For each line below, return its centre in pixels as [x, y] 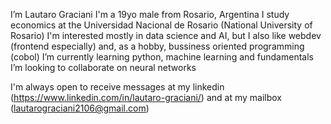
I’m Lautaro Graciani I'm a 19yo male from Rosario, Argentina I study [150, 14]
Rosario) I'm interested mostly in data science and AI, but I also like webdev [166, 35]
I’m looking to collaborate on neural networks [103, 67]
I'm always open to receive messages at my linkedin [117, 87]
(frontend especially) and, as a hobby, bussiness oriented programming [157, 46]
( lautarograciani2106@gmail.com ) [80, 108]
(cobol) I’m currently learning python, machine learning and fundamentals [162, 57]
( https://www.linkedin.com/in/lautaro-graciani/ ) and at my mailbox [146, 97]
